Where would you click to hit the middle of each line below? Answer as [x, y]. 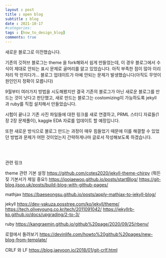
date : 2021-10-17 [24, 23]
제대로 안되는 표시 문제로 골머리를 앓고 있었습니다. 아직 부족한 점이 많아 [83, 68]
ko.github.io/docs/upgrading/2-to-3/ [42, 214]
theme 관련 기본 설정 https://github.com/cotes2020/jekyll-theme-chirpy [78, 173]
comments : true [21, 38]
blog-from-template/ [26, 240]
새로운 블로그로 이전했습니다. [33, 52]
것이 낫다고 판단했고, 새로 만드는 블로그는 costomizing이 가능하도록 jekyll [85, 97]
